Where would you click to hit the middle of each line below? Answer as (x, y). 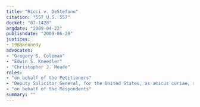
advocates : (20, 51)
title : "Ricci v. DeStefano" (42, 12)
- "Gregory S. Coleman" (36, 56)
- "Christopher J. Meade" (38, 67)
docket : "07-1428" (29, 23)
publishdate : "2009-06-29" (40, 34)
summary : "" (21, 95)
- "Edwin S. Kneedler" (34, 61)
